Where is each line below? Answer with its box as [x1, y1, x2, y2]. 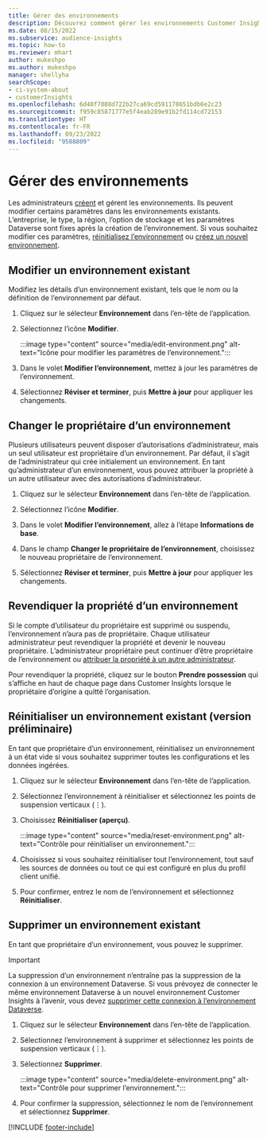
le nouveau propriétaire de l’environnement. [19, 553, 163, 562]
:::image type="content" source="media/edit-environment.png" [19, 339, 228, 349]
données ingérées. [8, 760, 70, 769]
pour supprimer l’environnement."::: [70, 1082, 187, 1092]
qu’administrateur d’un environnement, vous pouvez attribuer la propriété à [8, 465, 254, 475]
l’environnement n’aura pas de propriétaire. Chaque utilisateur [8, 628, 211, 638]
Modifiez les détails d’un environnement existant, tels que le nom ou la [8, 284, 238, 295]
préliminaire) [8, 722, 73, 736]
